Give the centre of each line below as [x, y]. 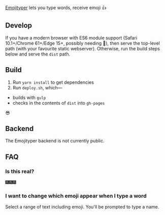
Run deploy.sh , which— [37, 87]
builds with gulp [29, 97]
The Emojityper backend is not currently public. [55, 141]
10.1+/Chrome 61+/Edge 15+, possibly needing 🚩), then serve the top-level [82, 43]
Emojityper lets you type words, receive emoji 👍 [56, 8]
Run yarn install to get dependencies [53, 82]
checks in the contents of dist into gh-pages [59, 103]
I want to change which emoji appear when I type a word [76, 196]
